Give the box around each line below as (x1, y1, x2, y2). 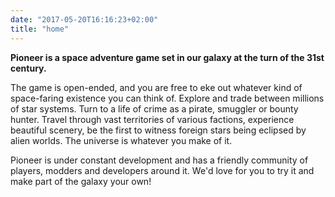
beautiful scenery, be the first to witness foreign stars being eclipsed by (10, 124, 307, 136)
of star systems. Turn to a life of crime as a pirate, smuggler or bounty (10, 102, 299, 115)
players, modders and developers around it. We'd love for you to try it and (10, 164, 315, 176)
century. (10, 62, 47, 74)
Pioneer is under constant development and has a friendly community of (10, 154, 309, 166)
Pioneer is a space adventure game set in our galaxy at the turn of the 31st (10, 51, 325, 63)
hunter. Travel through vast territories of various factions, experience (10, 113, 295, 125)
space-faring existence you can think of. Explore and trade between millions (10, 92, 325, 104)
